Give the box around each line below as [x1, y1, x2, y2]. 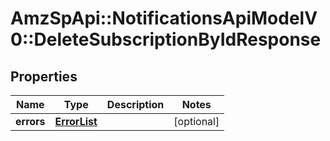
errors [15, 115, 46, 128]
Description [106, 98, 165, 111]
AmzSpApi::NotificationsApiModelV [10, 7, 318, 30]
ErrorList [54, 115, 98, 128]
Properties [10, 68, 78, 85]
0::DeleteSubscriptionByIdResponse [10, 28, 322, 51]
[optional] [173, 115, 220, 128]
